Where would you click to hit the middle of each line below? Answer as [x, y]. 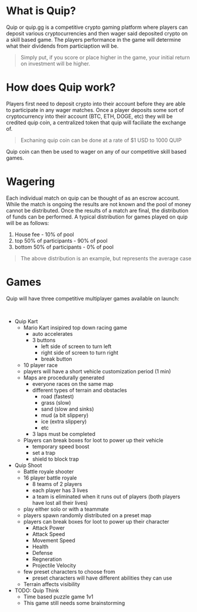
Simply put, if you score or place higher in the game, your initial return [105, 57]
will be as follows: [28, 223]
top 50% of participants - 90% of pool [61, 240]
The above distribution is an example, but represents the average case [106, 258]
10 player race [40, 365]
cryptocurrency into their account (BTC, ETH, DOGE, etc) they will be [90, 116]
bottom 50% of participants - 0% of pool [64, 247]
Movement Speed [54, 540]
